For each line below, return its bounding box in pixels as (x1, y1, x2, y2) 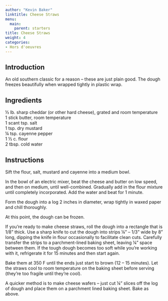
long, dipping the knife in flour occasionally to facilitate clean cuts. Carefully (5, 234, 162, 240)
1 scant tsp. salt (5, 120, 38, 126)
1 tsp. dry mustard (5, 125, 43, 131)
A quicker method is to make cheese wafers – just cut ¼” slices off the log (5, 280, 158, 286)
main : (10, 21, 22, 26)
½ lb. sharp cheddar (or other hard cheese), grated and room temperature (5, 109, 158, 115)
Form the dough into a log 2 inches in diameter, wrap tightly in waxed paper (5, 199, 161, 205)
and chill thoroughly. (5, 204, 48, 210)
